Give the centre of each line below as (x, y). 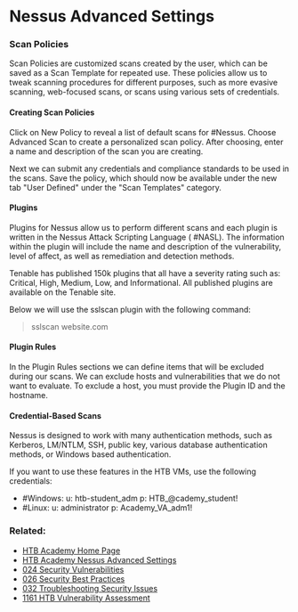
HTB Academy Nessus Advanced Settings (99, 559)
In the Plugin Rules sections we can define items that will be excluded (137, 367)
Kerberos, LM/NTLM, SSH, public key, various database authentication (139, 445)
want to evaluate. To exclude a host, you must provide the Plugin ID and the (148, 386)
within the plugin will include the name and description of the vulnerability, (145, 246)
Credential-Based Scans (56, 415)
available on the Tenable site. (63, 292)
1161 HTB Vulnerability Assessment (86, 598)
